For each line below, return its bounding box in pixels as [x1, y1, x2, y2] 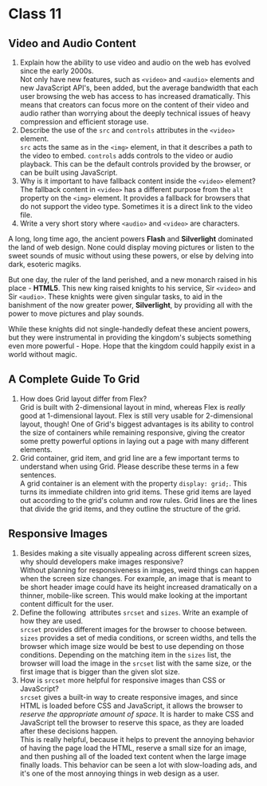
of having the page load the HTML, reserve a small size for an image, [19, 743, 247, 753]
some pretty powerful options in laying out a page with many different [19, 436, 249, 446]
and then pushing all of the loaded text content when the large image [19, 751, 247, 761]
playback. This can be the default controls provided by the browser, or [19, 159, 251, 168]
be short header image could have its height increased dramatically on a [19, 582, 257, 591]
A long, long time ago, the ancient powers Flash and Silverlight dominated [8, 234, 253, 243]
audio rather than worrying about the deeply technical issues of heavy [19, 108, 251, 118]
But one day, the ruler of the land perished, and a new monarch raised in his [8, 275, 257, 284]
